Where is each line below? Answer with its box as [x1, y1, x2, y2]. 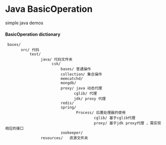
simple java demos [5, 20, 44, 26]
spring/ [60, 105, 77, 110]
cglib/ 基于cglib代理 [94, 115, 135, 121]
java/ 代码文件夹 [40, 57, 73, 62]
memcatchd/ [60, 76, 83, 81]
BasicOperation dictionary [5, 31, 60, 37]
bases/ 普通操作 [60, 67, 91, 72]
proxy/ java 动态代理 [60, 86, 103, 91]
